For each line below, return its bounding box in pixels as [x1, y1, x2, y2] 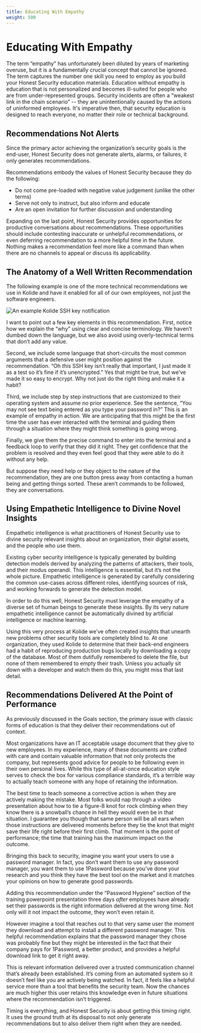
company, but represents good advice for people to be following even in [6, 759, 185, 766]
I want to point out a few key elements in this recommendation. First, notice [6, 319, 192, 326]
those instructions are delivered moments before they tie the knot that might [6, 821, 194, 828]
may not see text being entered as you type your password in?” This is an [6, 406, 188, 413]
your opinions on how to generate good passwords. [6, 878, 134, 885]
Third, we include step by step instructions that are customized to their [6, 393, 181, 400]
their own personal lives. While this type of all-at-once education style [6, 765, 180, 772]
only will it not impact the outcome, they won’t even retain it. [6, 908, 155, 915]
